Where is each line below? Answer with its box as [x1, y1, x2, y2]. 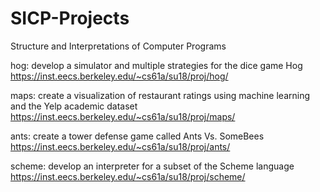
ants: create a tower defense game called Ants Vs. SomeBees [10, 130, 265, 142]
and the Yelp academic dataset [10, 100, 138, 112]
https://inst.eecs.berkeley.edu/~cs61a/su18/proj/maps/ [10, 110, 236, 122]
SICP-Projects [10, 7, 130, 30]
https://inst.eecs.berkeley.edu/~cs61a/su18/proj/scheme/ [10, 170, 246, 182]
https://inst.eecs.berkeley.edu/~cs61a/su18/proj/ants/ [10, 140, 231, 152]
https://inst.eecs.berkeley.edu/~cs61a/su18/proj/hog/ [10, 70, 229, 82]
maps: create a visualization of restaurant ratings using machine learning [10, 89, 311, 101]
